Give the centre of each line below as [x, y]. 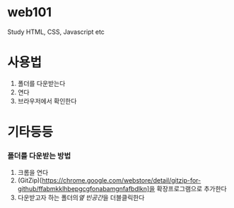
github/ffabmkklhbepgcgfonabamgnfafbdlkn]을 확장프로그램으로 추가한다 [122, 189]
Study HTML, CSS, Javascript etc [56, 32]
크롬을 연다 [33, 173]
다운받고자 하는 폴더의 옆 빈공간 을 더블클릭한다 [81, 197]
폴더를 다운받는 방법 [39, 156]
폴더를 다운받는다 [41, 83]
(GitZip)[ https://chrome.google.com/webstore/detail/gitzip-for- [109, 181]
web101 [29, 12]
